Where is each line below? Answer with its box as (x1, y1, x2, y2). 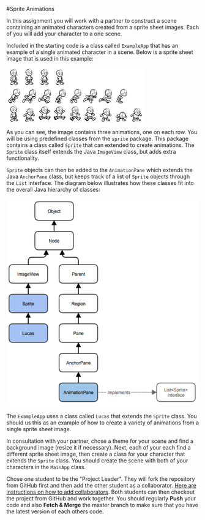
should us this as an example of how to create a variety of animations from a (6, 419, 199, 426)
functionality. (6, 154, 40, 162)
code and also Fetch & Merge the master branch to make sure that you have (6, 501, 199, 508)
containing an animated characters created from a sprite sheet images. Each (6, 24, 199, 31)
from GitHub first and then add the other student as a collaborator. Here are (6, 481, 197, 489)
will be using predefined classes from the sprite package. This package (6, 135, 189, 142)
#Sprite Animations (6, 6, 55, 12)
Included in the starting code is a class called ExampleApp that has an (6, 42, 179, 49)
